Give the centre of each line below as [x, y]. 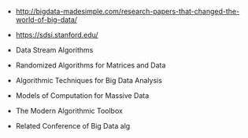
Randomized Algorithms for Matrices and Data [91, 65]
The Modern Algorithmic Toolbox [69, 111]
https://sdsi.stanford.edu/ [57, 35]
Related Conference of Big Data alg [73, 126]
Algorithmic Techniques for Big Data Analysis [89, 80]
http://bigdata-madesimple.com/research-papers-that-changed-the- [128, 11]
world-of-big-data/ [46, 20]
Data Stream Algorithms [54, 50]
